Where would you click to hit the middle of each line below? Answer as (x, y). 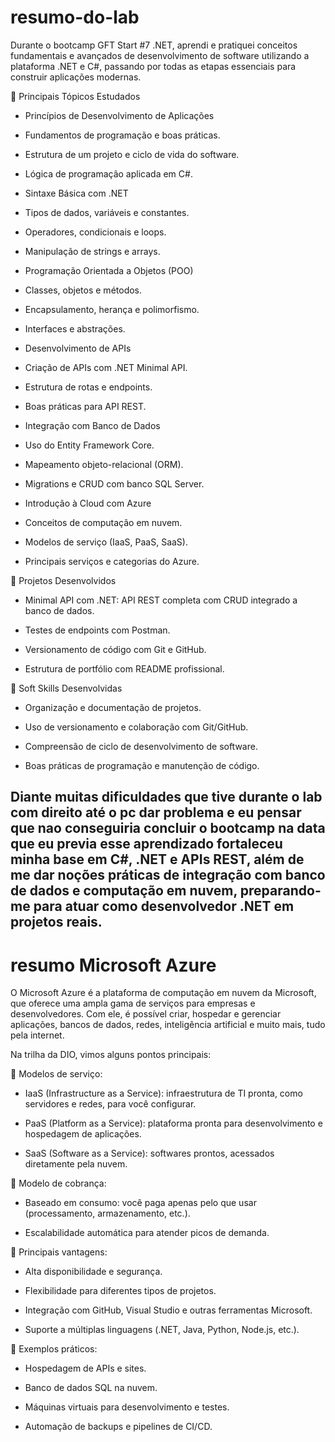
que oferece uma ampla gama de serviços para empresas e (133, 1003)
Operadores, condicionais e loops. (95, 232)
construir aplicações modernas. (76, 77)
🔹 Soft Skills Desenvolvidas (66, 688)
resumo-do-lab (75, 17)
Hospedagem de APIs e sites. (85, 1368)
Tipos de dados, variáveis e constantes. (107, 212)
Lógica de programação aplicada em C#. (108, 173)
